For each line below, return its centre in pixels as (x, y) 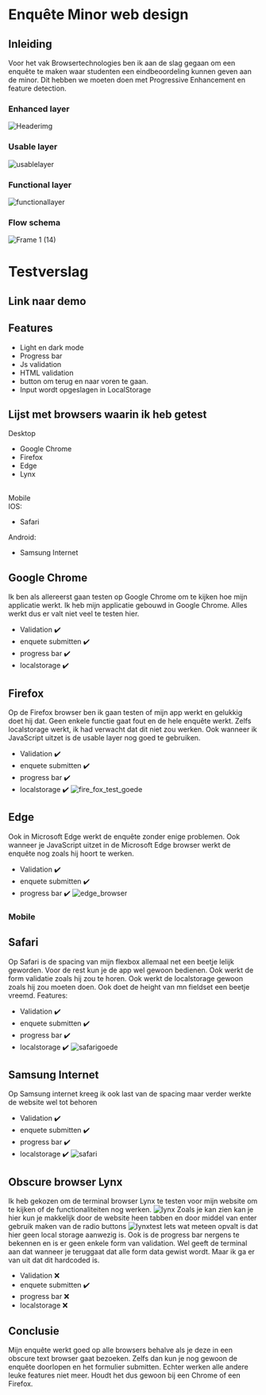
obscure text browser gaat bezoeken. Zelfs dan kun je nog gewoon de (123, 1358)
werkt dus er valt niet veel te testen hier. (74, 614)
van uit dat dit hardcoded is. (54, 1260)
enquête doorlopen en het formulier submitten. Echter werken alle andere (128, 1367)
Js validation (40, 364)
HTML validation (46, 373)
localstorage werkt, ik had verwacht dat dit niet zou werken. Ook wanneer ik (133, 729)
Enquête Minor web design (98, 15)
